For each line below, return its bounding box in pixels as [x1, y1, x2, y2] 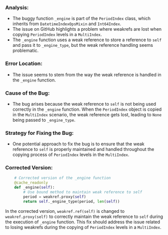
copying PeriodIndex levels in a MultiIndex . [12, 32, 102, 38]
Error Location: [5, 60, 43, 67]
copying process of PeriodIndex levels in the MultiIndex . [12, 151, 129, 158]
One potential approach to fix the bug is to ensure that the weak [12, 141, 144, 147]
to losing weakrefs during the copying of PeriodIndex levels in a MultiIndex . [5, 224, 161, 230]
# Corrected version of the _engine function [14, 176, 111, 181]
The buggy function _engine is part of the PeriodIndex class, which [12, 16, 151, 22]
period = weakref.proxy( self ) [23, 194, 86, 199]
